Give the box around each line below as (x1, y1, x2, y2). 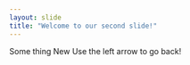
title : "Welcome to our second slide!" (9, 21, 158, 30)
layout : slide (9, 12, 62, 22)
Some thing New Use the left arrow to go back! (9, 45, 182, 56)
